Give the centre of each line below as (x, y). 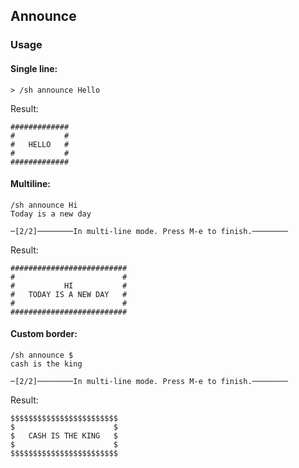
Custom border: (44, 334)
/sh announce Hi (44, 205)
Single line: (34, 68)
